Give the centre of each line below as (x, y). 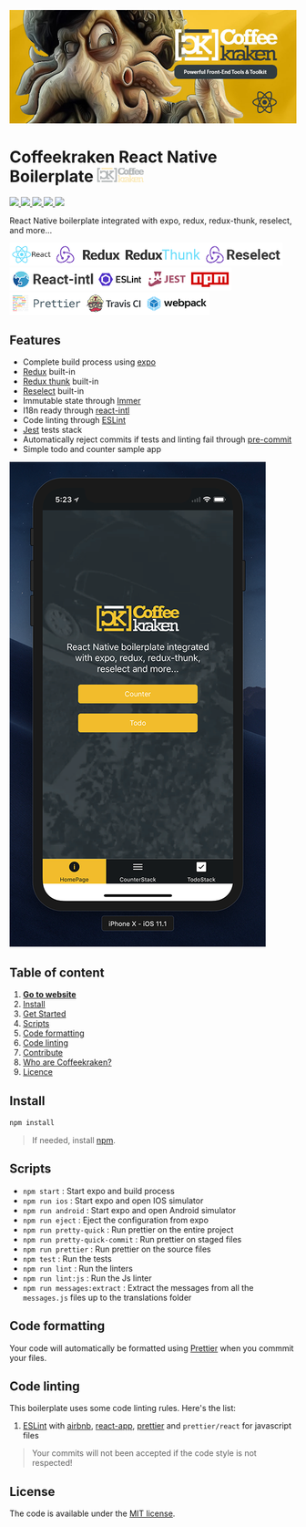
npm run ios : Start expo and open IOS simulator (113, 1201)
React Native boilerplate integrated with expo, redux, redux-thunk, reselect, (151, 221)
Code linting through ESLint (74, 420)
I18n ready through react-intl (76, 410)
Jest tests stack (52, 430)
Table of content (57, 972)
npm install (32, 1123)
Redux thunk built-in (61, 382)
